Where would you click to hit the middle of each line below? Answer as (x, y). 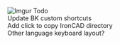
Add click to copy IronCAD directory (60, 25)
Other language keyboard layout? (56, 33)
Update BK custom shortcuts (50, 18)
